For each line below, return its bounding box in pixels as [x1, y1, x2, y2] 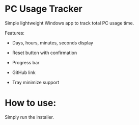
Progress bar [12, 59, 40, 65]
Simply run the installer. [5, 114, 54, 120]
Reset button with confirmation [12, 49, 77, 56]
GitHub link [12, 69, 36, 76]
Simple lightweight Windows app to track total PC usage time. [5, 20, 134, 26]
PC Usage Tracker [5, 3, 82, 15]
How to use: [5, 97, 57, 109]
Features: [5, 30, 25, 36]
